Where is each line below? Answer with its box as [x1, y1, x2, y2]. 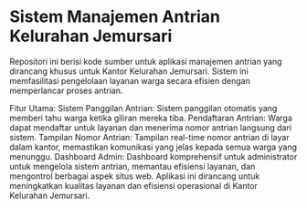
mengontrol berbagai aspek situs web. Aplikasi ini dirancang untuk [9, 171, 260, 182]
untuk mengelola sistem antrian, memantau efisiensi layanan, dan [9, 161, 256, 172]
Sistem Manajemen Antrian [9, 6, 221, 27]
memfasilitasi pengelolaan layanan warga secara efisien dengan [9, 75, 251, 86]
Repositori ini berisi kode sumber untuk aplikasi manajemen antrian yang [9, 56, 282, 67]
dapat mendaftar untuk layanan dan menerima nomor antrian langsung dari [9, 121, 292, 133]
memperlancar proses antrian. [9, 85, 123, 96]
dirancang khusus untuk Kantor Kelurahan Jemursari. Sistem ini [9, 66, 249, 77]
